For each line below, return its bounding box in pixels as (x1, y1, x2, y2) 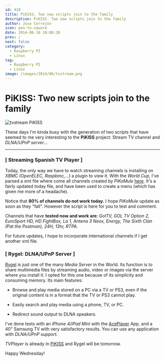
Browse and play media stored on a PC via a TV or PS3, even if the (12, 287, 147, 293)
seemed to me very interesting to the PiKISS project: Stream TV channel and (5, 134, 160, 140)
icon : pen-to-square (5, 26, 48, 31)
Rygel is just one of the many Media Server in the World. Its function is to (5, 262, 153, 268)
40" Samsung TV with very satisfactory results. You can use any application (5, 326, 159, 332)
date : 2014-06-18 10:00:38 (5, 30, 60, 35)
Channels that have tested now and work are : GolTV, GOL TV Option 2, (5, 213, 150, 219)
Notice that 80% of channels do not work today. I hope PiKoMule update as (5, 198, 160, 204)
